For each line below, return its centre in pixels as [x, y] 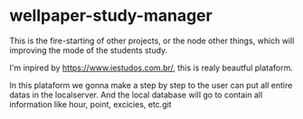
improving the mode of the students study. [89, 50]
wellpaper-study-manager [111, 16]
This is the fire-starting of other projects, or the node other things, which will [152, 41]
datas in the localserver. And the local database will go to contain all [136, 95]
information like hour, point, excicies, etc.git [90, 104]
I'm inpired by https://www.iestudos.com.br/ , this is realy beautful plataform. [151, 68]
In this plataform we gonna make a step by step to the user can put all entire [151, 85]
